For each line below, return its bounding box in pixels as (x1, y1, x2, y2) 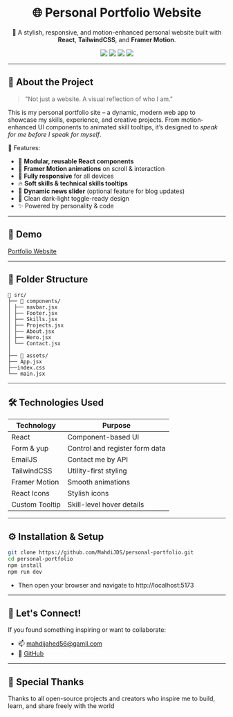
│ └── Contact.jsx (8, 341, 61, 347)
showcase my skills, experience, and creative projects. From (8, 116, 180, 124)
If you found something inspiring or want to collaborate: (8, 626, 167, 634)
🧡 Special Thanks (8, 676, 84, 688)
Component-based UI (67, 433, 140, 442)
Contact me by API (67, 455, 129, 464)
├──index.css (8, 365, 46, 372)
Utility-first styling (67, 466, 127, 475)
